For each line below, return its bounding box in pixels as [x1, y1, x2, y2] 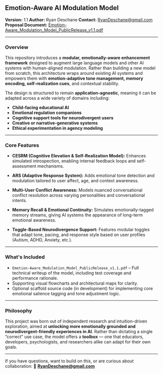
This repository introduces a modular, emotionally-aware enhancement [5, 55, 150, 61]
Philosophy [5, 307, 33, 314]
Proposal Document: [5, 22, 48, 28]
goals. [5, 344, 17, 350]
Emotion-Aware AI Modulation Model [5, 4, 119, 12]
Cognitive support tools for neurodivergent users [12, 115, 114, 121]
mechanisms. [37, 163, 64, 169]
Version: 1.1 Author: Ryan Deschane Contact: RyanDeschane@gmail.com [5, 17, 153, 22]
